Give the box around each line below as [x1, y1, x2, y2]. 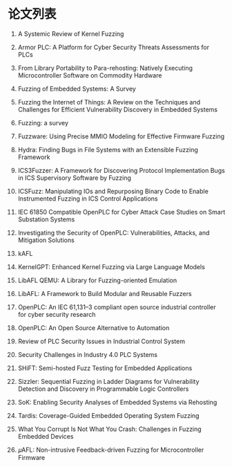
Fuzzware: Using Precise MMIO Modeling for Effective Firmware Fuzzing [17, 132, 225, 140]
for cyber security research [17, 310, 96, 318]
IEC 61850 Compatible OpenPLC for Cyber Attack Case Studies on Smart [17, 208, 226, 216]
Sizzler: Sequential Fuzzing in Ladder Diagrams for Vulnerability [17, 377, 200, 385]
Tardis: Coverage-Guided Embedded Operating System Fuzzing [17, 411, 200, 419]
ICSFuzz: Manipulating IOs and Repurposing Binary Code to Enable [17, 187, 209, 195]
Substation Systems [17, 215, 75, 223]
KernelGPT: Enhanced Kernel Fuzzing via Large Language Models [17, 262, 206, 271]
